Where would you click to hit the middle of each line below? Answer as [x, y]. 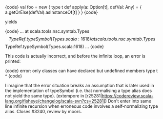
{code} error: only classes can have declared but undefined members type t [81, 71]
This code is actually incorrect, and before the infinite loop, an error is [75, 56]
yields [11, 22]
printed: [13, 61]
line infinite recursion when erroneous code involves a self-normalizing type [81, 106]
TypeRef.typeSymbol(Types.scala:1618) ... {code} [54, 47]
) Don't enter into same [128, 101]
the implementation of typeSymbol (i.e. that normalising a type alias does [79, 91]
